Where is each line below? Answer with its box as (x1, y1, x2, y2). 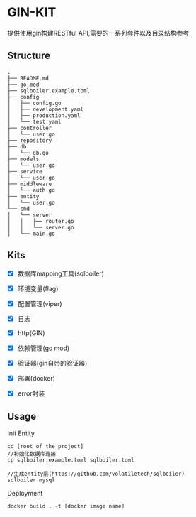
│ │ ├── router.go (7, 217, 74, 224)
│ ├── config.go (7, 99, 62, 107)
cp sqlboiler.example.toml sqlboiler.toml (7, 456, 134, 464)
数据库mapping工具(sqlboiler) (17, 269, 105, 278)
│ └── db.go (7, 149, 50, 156)
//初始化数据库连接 (7, 450, 57, 457)
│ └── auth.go (7, 186, 55, 194)
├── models (7, 156, 40, 163)
